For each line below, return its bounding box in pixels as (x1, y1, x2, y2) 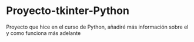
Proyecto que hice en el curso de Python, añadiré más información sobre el (6, 23, 189, 30)
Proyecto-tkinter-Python (6, 4, 129, 17)
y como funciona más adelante (6, 29, 81, 36)
